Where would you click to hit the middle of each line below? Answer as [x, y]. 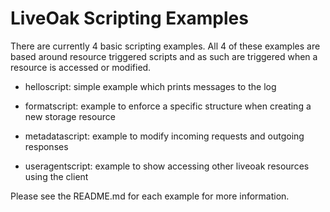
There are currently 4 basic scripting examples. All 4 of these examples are [165, 46]
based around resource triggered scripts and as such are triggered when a [164, 56]
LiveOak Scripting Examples [129, 18]
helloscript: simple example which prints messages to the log [150, 86]
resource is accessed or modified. [81, 67]
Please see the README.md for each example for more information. [150, 196]
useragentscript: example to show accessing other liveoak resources [167, 166]
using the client [56, 176]
